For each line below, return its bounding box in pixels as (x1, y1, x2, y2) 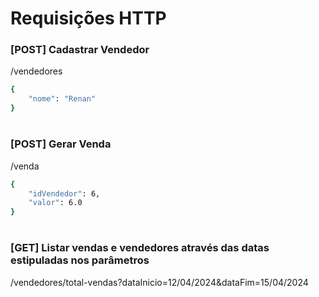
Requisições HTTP (10, 7, 167, 30)
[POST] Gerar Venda (10, 137, 112, 151)
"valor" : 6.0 (28, 198, 83, 208)
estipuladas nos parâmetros (10, 253, 150, 267)
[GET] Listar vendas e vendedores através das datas (10, 241, 270, 255)
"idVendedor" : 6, (28, 188, 101, 199)
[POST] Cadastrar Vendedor (10, 43, 150, 57)
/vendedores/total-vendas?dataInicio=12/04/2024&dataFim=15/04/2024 (10, 276, 309, 288)
